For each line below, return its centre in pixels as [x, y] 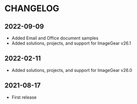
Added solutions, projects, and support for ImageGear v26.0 [72, 70]
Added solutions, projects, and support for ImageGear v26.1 [71, 43]
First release [24, 97]
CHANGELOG [32, 9]
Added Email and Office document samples [55, 38]
